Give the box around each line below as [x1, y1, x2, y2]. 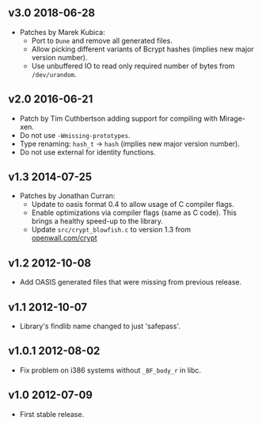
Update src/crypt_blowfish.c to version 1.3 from [31, 225, 192, 235]
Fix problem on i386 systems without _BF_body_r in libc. [19, 365, 202, 375]
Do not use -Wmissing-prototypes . [19, 130, 131, 140]
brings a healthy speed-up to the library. [31, 216, 164, 226]
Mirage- [218, 113, 245, 123]
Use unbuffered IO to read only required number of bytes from [31, 61, 235, 71]
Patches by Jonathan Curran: [19, 191, 116, 201]
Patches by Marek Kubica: [19, 27, 105, 36]
